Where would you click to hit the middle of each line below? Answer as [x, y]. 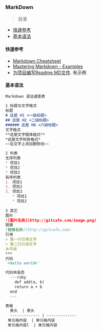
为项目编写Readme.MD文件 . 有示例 [49, 72]
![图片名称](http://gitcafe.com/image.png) [51, 220]
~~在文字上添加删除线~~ [27, 144]
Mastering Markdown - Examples [48, 66]
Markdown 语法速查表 [25, 96]
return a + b [28, 287]
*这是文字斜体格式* [23, 139]
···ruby [18, 278]
